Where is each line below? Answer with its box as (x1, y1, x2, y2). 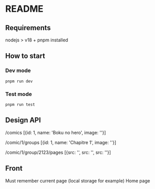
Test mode (5, 90, 32, 98)
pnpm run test (5, 102, 36, 107)
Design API (5, 116, 41, 125)
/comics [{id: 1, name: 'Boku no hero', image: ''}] (5, 129, 106, 135)
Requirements (5, 23, 51, 32)
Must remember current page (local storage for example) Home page (5, 177, 150, 184)
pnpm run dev (5, 79, 33, 84)
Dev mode (5, 67, 31, 74)
